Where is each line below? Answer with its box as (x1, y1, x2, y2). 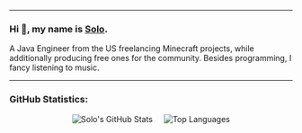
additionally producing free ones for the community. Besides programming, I (9, 53, 292, 64)
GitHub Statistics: (9, 93, 88, 106)
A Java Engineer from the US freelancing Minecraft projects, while (9, 43, 254, 54)
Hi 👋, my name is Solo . (9, 22, 108, 35)
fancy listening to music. (9, 62, 100, 73)
